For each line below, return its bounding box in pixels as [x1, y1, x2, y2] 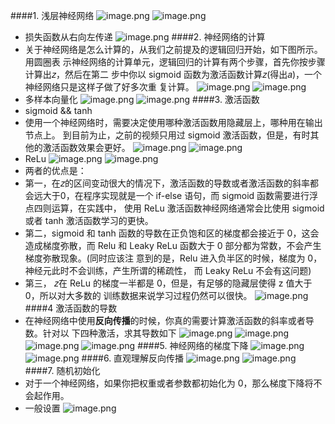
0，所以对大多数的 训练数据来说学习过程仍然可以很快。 [24, 290, 253, 301]
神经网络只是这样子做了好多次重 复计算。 [24, 81, 195, 93]
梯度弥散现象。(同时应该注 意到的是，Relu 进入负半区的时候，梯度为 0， [24, 252, 323, 264]
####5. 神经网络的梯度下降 [137, 340, 249, 351]
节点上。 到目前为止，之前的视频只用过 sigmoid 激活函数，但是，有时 [24, 129, 311, 141]
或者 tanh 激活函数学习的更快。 [24, 215, 154, 226]
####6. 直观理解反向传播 [81, 352, 185, 364]
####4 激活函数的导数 [24, 302, 118, 314]
